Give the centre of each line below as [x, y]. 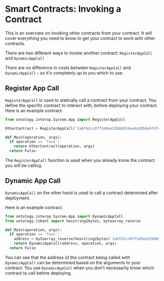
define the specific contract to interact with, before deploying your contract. [82, 105]
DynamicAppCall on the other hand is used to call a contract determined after [82, 193]
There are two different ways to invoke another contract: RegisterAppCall [79, 53]
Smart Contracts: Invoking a [63, 9]
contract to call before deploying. [39, 273]
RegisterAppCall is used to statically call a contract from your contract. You [81, 100]
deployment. [18, 198]
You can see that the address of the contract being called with [68, 257]
